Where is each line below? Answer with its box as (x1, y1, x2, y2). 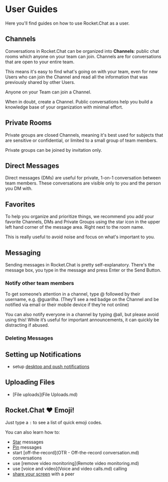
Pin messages (12, 444, 42, 450)
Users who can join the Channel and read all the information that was (5, 74, 148, 80)
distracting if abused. (5, 322, 49, 328)
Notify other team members (5, 279, 74, 286)
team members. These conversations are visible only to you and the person (5, 180, 161, 186)
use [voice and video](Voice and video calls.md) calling (12, 465, 127, 471)
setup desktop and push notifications (12, 363, 90, 370)
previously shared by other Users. (5, 79, 75, 85)
